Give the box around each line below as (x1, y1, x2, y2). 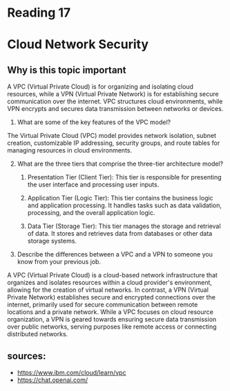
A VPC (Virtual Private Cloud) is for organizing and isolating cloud (7, 82, 193, 91)
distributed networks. (7, 330, 68, 338)
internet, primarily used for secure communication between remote (7, 300, 198, 309)
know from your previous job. (17, 258, 102, 266)
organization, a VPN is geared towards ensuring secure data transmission (7, 315, 217, 324)
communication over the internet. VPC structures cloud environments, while (7, 97, 223, 105)
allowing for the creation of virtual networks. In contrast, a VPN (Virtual (7, 286, 209, 294)
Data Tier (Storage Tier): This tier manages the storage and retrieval (27, 222, 221, 230)
